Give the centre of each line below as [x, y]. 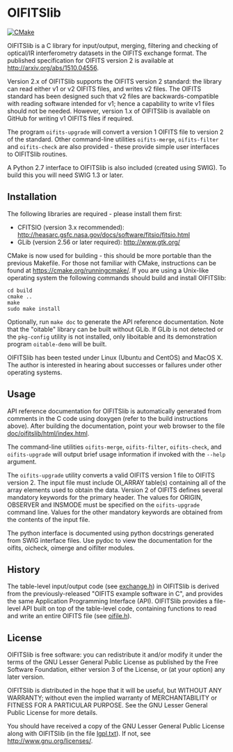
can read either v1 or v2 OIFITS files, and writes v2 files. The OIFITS [104, 89]
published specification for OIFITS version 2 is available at [90, 60]
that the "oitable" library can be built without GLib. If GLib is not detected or [115, 329]
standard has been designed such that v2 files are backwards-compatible [113, 96]
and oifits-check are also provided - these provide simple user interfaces [113, 146]
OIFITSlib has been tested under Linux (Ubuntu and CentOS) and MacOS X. [115, 358]
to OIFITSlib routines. [38, 154]
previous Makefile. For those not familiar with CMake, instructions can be [112, 263]
